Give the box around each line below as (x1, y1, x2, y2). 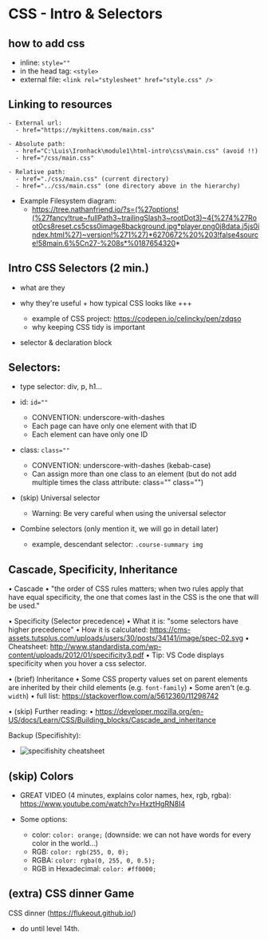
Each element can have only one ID (31, 430, 148, 439)
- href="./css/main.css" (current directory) (15, 175, 170, 183)
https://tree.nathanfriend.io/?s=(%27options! (31, 204, 179, 214)
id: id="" (19, 397, 49, 407)
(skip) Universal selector (19, 493, 100, 503)
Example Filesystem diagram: (19, 196, 117, 205)
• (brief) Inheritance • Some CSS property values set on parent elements (8, 674, 248, 684)
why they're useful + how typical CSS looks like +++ (19, 298, 193, 307)
